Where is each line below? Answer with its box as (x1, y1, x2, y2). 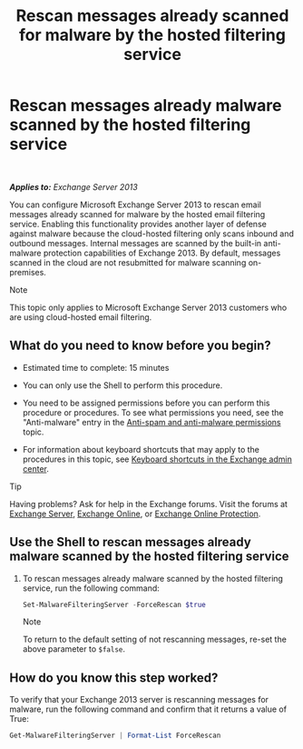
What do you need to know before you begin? (9, 338, 272, 354)
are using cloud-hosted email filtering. (9, 311, 152, 323)
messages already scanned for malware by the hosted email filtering (9, 208, 266, 219)
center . (22, 463, 50, 474)
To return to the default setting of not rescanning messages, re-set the (22, 634, 288, 645)
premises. (9, 266, 47, 277)
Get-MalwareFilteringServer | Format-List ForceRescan (9, 731, 221, 741)
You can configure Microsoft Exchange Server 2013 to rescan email (9, 199, 261, 210)
